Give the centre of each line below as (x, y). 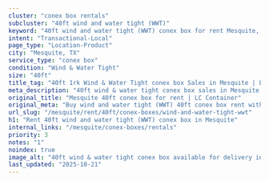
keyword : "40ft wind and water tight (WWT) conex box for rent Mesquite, (134, 30)
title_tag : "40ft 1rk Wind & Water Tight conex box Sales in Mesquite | (132, 82)
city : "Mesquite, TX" (44, 53)
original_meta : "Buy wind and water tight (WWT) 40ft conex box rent (127, 105)
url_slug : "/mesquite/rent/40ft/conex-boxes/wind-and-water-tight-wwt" (130, 113)
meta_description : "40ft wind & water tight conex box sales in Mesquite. (136, 90)
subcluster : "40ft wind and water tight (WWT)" (89, 23)
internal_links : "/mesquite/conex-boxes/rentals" (93, 127)
